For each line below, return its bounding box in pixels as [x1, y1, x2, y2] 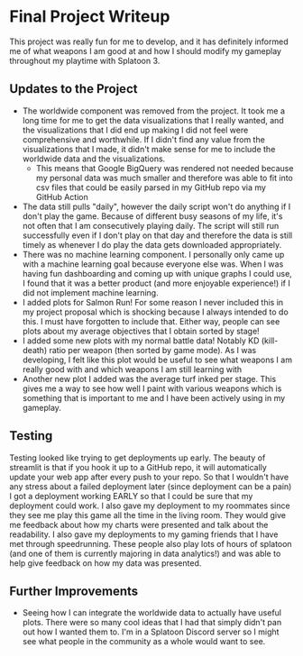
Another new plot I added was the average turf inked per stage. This [22, 373, 277, 384]
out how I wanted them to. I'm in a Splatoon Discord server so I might [22, 626, 280, 637]
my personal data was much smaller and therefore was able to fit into [35, 172, 293, 183]
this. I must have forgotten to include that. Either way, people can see [22, 315, 280, 326]
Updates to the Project [9, 81, 138, 96]
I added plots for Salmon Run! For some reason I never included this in [22, 296, 284, 307]
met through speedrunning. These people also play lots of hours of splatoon [9, 538, 292, 549]
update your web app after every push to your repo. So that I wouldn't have [9, 471, 289, 482]
